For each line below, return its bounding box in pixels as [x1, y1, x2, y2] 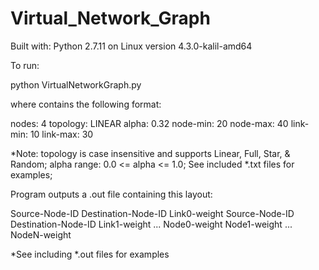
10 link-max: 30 [29, 128, 94, 140]
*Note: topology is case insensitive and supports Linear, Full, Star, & [10, 147, 291, 159]
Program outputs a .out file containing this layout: [10, 188, 213, 200]
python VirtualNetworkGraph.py [10, 78, 142, 91]
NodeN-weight [10, 228, 72, 241]
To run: [10, 59, 40, 71]
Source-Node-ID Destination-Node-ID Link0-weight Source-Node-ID [10, 207, 295, 219]
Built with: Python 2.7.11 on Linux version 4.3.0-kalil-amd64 [10, 40, 253, 52]
